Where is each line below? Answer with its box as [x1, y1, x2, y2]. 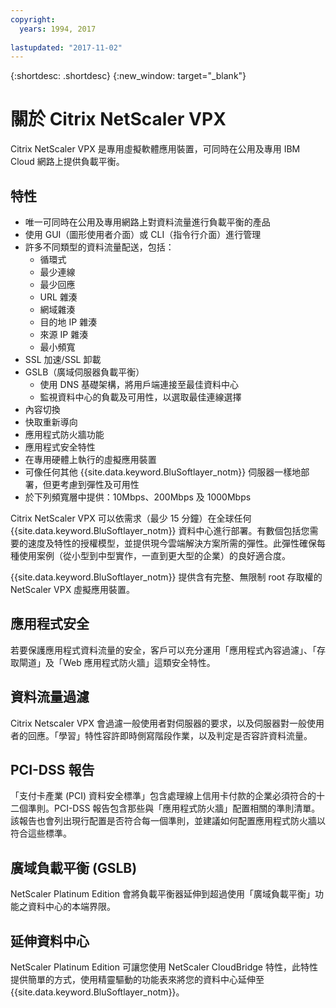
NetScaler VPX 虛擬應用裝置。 [10, 584, 136, 595]
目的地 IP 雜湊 [39, 316, 98, 328]
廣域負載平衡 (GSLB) [10, 859, 138, 876]
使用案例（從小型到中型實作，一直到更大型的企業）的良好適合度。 [18, 550, 291, 561]
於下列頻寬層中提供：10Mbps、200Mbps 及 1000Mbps [24, 491, 252, 503]
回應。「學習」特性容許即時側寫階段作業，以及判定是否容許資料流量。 [27, 729, 313, 741]
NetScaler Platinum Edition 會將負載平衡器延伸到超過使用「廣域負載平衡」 [10, 888, 315, 900]
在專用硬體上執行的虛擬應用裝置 [24, 454, 157, 465]
